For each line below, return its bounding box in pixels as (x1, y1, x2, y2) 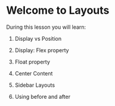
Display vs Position (14, 35, 61, 42)
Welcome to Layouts (6, 4, 110, 17)
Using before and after (14, 93, 70, 100)
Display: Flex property (14, 46, 70, 54)
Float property (14, 58, 51, 65)
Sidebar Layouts (14, 81, 55, 89)
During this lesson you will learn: (6, 23, 86, 31)
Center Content (14, 69, 53, 77)
